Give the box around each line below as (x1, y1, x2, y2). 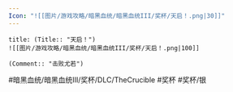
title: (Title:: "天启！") (8, 36, 96, 44)
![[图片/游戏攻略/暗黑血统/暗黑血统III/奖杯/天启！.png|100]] (8, 44, 201, 52)
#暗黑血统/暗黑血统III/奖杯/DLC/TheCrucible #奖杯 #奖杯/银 (8, 74, 207, 85)
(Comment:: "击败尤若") (8, 60, 84, 68)
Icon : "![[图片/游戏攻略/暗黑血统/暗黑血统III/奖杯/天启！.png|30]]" (8, 11, 226, 20)
